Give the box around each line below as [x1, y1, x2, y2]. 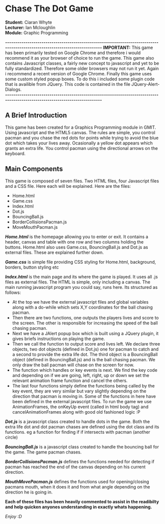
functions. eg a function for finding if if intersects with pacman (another [5, 429, 150, 435]
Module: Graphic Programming [5, 30, 68, 35]
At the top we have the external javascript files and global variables [12, 299, 149, 305]
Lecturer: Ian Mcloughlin [5, 24, 56, 30]
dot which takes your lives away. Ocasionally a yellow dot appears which [5, 140, 153, 146]
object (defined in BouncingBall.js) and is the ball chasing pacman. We [12, 356, 156, 362]
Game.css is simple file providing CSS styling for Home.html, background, [5, 259, 156, 265]
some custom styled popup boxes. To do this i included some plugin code [5, 76, 155, 82]
